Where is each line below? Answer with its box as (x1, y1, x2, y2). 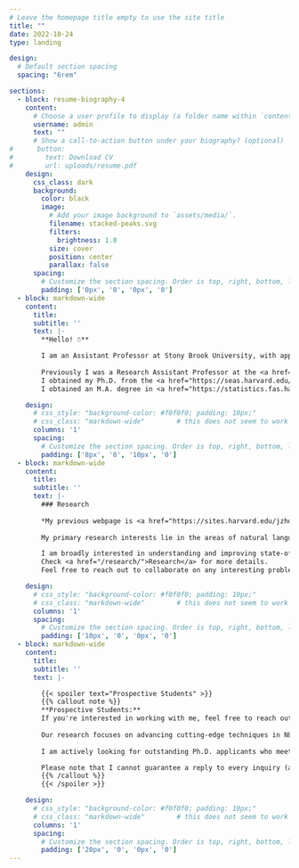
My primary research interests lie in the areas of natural (41, 533, 269, 542)
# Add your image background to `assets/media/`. (48, 211, 238, 220)
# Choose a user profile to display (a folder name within (32, 111, 256, 120)
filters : (48, 227, 82, 236)
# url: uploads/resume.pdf (9, 161, 138, 170)
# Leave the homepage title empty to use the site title (9, 12, 225, 22)
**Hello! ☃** (41, 335, 90, 344)
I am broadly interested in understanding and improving (41, 549, 256, 558)
